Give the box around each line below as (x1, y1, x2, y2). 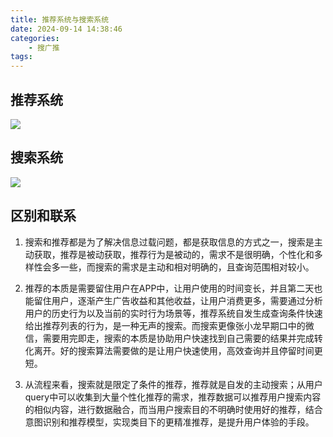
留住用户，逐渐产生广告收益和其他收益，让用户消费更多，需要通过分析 (33, 294, 323, 306)
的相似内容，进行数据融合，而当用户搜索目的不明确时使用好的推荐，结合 (24, 403, 323, 415)
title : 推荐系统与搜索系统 (10, 14, 110, 25)
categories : (10, 33, 60, 43)
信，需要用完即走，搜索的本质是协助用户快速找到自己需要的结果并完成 (24, 332, 315, 344)
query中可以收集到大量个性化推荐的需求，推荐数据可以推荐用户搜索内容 (24, 391, 322, 403)
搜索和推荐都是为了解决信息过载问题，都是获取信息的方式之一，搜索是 (24, 236, 315, 248)
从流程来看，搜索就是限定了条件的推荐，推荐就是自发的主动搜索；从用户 (24, 378, 323, 390)
